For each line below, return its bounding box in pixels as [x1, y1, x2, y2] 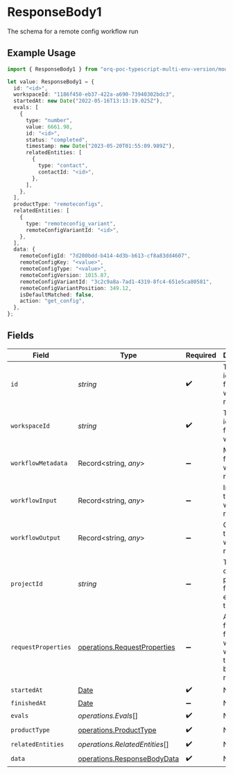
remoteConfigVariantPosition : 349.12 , [19, 285, 132, 292]
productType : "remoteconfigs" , [13, 201, 104, 208]
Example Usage [7, 47, 76, 59]
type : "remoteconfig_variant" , [25, 220, 116, 227]
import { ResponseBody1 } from [7, 65, 98, 73]
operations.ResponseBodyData [78, 754, 180, 764]
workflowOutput [10, 534, 61, 541]
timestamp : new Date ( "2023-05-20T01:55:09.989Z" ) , [25, 143, 175, 150]
